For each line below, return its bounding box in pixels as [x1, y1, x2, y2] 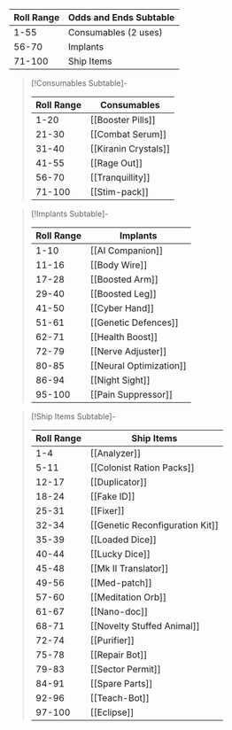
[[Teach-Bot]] [89, 692, 151, 703]
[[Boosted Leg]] [89, 288, 158, 299]
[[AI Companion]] [89, 245, 164, 256]
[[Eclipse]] [89, 706, 135, 718]
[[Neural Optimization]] [89, 360, 188, 371]
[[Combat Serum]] [89, 128, 167, 140]
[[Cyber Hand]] [89, 302, 155, 314]
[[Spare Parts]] [89, 678, 153, 689]
